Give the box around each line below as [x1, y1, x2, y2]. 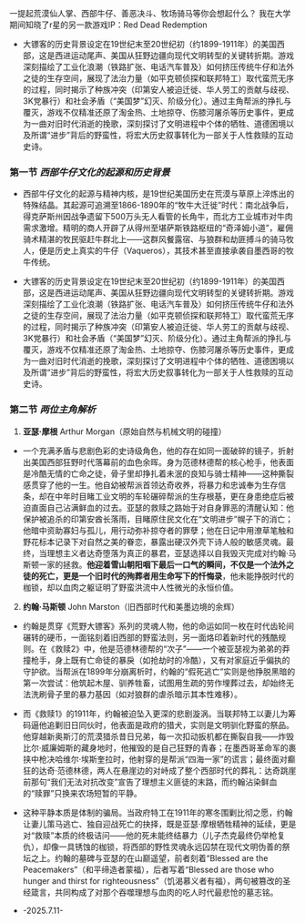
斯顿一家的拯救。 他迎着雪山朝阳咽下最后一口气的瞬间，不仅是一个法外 [22, 559, 287, 570]
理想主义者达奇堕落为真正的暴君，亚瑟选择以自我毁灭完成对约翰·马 [46, 547, 297, 558]
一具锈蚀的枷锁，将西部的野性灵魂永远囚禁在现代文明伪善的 [58, 841, 282, 852]
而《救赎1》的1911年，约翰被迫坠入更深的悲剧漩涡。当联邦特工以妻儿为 [22, 708, 289, 719]
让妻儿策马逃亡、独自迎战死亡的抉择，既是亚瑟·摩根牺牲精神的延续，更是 [22, 818, 297, 829]
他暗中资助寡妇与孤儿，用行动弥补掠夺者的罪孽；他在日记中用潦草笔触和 [22, 524, 294, 535]
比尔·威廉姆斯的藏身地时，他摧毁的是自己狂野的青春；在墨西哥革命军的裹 [22, 742, 297, 753]
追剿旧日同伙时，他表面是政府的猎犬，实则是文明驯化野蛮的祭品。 [46, 719, 294, 730]
